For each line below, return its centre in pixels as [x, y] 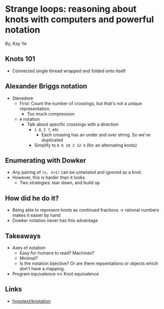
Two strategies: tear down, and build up [60, 183]
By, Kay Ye [16, 43]
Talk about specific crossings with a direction [73, 124]
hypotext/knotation [31, 301]
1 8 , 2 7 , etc [46, 129]
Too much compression [51, 113]
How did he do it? [32, 198]
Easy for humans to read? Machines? [57, 253]
